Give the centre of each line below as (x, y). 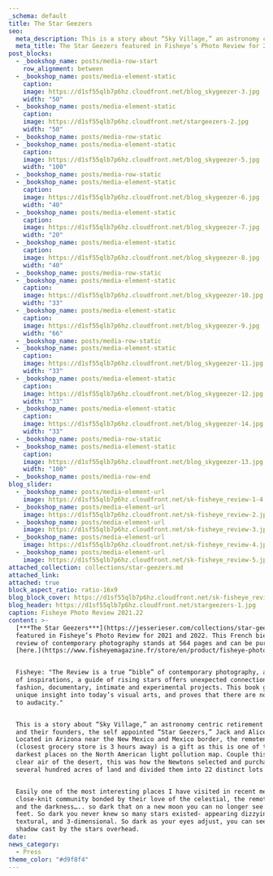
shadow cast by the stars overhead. (78, 830)
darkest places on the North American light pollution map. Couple (132, 755)
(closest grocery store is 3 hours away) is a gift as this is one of (138, 747)
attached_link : (34, 575)
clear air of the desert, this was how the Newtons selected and (129, 762)
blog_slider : (30, 484)
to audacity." (39, 703)
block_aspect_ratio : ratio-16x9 (63, 590)
